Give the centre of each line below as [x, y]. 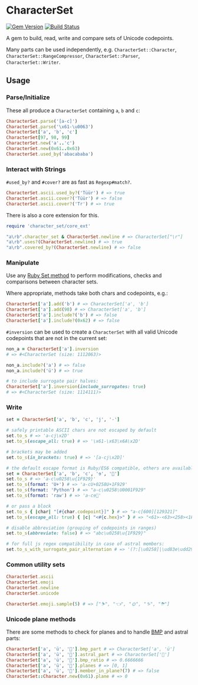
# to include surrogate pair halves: [52, 381]
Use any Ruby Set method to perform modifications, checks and [84, 276]
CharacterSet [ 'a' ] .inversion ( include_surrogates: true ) [76, 387]
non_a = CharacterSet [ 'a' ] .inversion [52, 349]
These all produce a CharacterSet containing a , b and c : [73, 110]
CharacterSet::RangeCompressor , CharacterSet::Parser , [73, 56]
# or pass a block [29, 506]
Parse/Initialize [28, 97]
